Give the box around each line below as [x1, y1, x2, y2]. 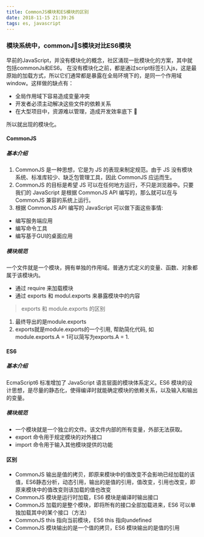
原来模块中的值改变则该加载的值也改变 [15, 486, 111, 493]
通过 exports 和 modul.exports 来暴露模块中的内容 [15, 292, 141, 299]
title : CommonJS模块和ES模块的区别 [6, 9, 89, 15]
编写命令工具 [15, 225, 47, 232]
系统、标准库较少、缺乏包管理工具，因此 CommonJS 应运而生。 [15, 174, 175, 181]
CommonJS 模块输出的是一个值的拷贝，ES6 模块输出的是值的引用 [15, 524, 180, 531]
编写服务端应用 [15, 217, 53, 224]
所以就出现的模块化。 [6, 120, 59, 128]
